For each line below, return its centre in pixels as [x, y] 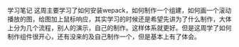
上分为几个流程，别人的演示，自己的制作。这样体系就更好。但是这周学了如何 [119, 28]
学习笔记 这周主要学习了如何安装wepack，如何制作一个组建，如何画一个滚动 [119, 10]
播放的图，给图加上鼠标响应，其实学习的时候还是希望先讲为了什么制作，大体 [119, 19]
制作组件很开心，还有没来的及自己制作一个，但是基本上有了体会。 [104, 36]
